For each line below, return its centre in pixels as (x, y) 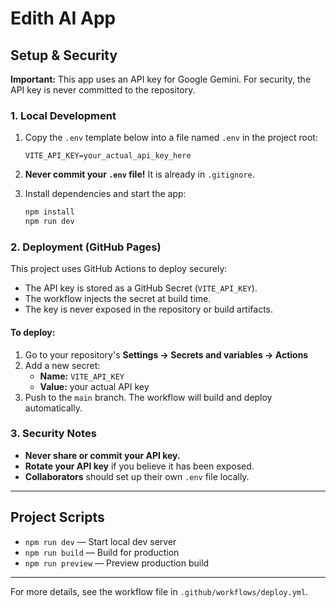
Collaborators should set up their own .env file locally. (137, 476)
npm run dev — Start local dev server (100, 541)
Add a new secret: (62, 365)
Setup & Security (64, 55)
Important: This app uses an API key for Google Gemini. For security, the (161, 79)
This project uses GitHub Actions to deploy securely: (119, 269)
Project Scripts (57, 517)
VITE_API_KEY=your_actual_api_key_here (108, 156)
